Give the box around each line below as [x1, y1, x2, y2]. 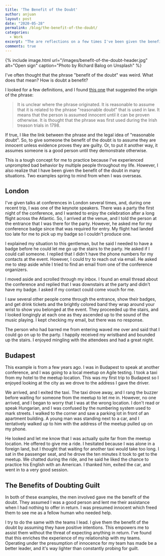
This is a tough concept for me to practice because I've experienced [5, 157, 144, 163]
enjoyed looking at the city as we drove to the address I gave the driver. [5, 380, 150, 386]
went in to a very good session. [5, 467, 69, 473]
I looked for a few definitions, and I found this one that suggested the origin [5, 86, 158, 92]
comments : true [5, 44, 36, 49]
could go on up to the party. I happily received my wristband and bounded [5, 332, 156, 338]
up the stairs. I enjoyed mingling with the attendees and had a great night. [5, 337, 154, 343]
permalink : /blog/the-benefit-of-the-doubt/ [5, 26, 98, 30]
